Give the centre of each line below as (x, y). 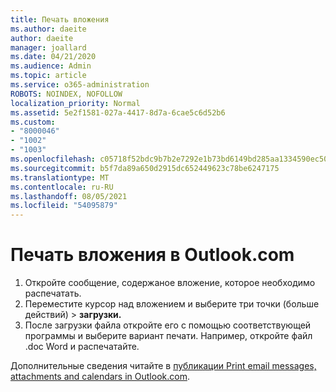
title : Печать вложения (60, 19)
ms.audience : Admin (51, 66)
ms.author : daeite (48, 29)
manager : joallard (48, 47)
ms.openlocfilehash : (53, 159)
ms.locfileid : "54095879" (64, 206)
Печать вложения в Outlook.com (152, 255)
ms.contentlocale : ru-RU (62, 187)
